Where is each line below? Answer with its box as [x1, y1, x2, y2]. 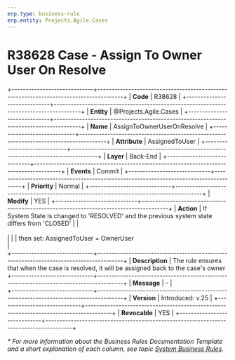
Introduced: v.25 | [161, 294, 213, 302]
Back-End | [129, 152, 161, 161]
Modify [7, 197, 29, 206]
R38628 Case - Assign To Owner [7, 47, 202, 63]
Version [132, 294, 156, 302]
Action [177, 204, 198, 213]
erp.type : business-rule [7, 10, 80, 18]
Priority [31, 182, 54, 190]
